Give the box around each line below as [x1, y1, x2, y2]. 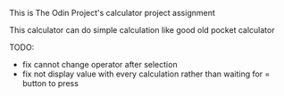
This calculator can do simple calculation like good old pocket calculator [9, 25, 275, 35]
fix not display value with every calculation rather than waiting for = [21, 68, 271, 79]
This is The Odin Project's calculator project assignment [9, 8, 216, 18]
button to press [21, 78, 79, 88]
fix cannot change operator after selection [21, 60, 178, 69]
